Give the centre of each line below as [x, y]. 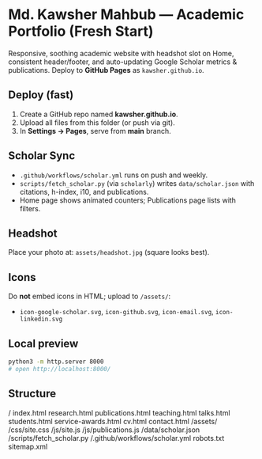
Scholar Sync [42, 156]
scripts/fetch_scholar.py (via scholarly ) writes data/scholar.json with [137, 183]
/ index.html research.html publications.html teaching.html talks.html [119, 412]
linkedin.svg [41, 319]
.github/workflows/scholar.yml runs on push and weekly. [114, 175]
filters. [30, 208]
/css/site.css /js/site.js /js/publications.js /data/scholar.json [104, 430]
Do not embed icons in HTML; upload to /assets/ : [90, 296]
